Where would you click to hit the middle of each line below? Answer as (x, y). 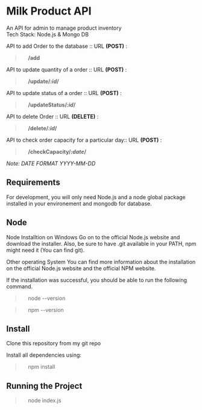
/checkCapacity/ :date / (57, 151)
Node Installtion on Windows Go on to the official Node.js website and (93, 237)
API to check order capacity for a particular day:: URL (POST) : (84, 140)
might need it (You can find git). (46, 250)
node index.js (45, 400)
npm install (42, 367)
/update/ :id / (43, 81)
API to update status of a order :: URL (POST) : (64, 93)
